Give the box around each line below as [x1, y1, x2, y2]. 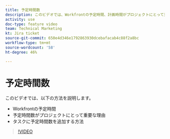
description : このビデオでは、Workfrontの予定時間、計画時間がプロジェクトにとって [5, 12, 164, 17]
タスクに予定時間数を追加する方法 [12, 118, 84, 124]
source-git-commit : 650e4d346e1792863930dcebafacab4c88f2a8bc [5, 36, 139, 41]
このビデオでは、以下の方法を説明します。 [5, 95, 94, 101]
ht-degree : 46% [5, 50, 37, 55]
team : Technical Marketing [5, 26, 62, 31]
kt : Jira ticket [5, 31, 39, 36]
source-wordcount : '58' [5, 45, 56, 50]
